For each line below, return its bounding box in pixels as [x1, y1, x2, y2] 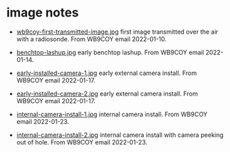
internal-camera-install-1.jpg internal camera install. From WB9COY [16, 110, 208, 118]
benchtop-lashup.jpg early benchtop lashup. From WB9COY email [16, 48, 205, 56]
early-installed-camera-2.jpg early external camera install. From [16, 89, 198, 98]
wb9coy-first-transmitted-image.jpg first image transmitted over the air [16, 28, 218, 36]
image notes [6, 5, 79, 21]
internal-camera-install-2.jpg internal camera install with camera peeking [16, 131, 224, 139]
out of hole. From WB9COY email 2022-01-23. [16, 138, 148, 146]
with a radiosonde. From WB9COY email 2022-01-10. [16, 34, 167, 43]
